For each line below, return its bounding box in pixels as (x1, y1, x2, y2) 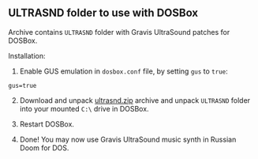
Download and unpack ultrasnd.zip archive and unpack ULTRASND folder (19, 95, 251, 105)
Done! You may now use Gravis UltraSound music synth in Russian (19, 134, 237, 144)
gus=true (8, 81, 37, 89)
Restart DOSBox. (19, 119, 75, 129)
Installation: (8, 51, 46, 60)
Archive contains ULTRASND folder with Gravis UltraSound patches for (8, 27, 230, 36)
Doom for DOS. (19, 142, 69, 153)
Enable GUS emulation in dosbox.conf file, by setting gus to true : (19, 66, 229, 76)
